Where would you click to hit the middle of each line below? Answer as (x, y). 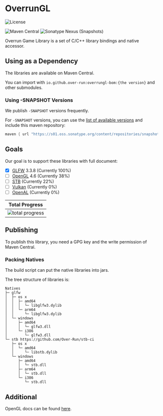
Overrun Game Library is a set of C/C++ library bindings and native (72, 41)
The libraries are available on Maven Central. (50, 73)
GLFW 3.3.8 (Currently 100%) (41, 170)
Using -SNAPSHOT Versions (39, 100)
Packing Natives (25, 260)
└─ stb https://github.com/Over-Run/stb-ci (50, 340)
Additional (21, 397)
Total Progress (26, 205)
